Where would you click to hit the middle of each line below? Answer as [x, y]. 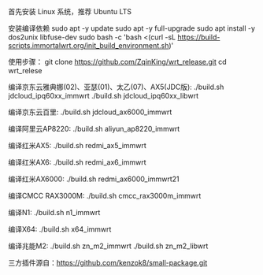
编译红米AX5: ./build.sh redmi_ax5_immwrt [78, 145]
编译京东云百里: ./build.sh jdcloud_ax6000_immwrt [90, 112]
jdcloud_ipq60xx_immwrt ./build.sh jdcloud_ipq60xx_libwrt [104, 96]
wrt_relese [25, 71]
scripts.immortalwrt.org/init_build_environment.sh [89, 45]
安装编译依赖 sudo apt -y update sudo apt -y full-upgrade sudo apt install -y [132, 28]
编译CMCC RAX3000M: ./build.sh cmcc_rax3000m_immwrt [105, 196]
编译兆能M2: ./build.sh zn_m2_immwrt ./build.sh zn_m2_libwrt [108, 246]
